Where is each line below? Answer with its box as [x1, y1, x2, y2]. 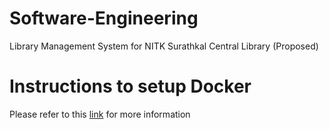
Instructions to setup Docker [9, 75, 252, 98]
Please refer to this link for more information [9, 108, 191, 120]
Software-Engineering [9, 7, 199, 30]
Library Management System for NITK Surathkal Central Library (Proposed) [9, 40, 319, 52]
